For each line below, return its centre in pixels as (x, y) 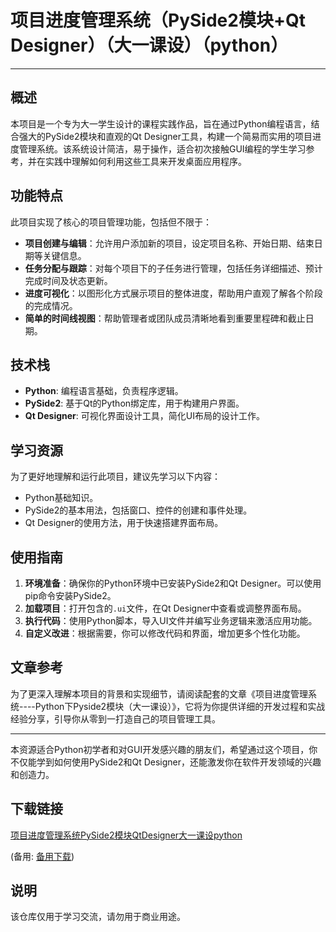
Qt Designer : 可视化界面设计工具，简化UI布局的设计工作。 (144, 416)
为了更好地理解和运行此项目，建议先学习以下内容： (115, 477)
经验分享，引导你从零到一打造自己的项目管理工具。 (115, 718)
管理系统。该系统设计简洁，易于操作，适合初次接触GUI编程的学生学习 (162, 148)
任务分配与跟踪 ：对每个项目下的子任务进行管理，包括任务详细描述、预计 (173, 268)
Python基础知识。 (61, 498)
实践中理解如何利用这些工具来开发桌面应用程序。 (145, 161)
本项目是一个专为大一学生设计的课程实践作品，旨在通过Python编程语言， (161, 123)
